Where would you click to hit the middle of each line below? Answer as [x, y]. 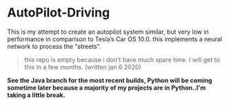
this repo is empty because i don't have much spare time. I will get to [122, 59]
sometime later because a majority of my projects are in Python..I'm [107, 87]
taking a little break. [36, 95]
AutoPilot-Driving [59, 13]
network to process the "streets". [54, 46]
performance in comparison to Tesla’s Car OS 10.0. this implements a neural [115, 39]
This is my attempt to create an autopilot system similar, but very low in [108, 32]
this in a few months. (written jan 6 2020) [82, 67]
